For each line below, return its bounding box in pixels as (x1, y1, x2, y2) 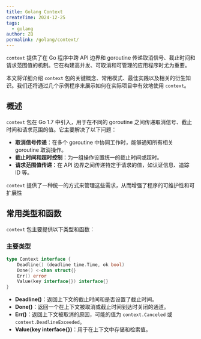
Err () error (17, 273, 47, 279)
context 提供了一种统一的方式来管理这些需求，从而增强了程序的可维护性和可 (6, 181, 195, 188)
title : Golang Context (6, 8, 63, 15)
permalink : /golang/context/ (6, 37, 79, 43)
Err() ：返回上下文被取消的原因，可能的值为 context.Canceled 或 (14, 311, 173, 318)
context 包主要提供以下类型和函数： (6, 225, 95, 232)
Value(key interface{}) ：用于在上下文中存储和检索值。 (14, 326, 151, 333)
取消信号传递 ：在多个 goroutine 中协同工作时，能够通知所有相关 (14, 138, 173, 146)
